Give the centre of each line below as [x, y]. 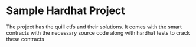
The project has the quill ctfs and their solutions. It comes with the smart [94, 27]
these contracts [25, 39]
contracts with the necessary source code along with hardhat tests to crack [98, 32]
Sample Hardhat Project [66, 11]
